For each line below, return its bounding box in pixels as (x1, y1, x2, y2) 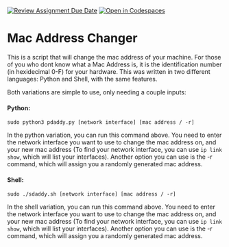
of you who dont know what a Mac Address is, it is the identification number (7, 60, 222, 68)
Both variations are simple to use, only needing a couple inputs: (7, 88, 186, 96)
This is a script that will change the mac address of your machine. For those (7, 53, 221, 61)
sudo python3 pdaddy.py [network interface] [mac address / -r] (7, 119, 195, 126)
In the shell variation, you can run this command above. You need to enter (7, 203, 216, 211)
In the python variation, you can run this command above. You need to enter (7, 131, 222, 140)
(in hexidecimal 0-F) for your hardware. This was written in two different (7, 67, 210, 75)
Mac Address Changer (7, 31, 138, 46)
